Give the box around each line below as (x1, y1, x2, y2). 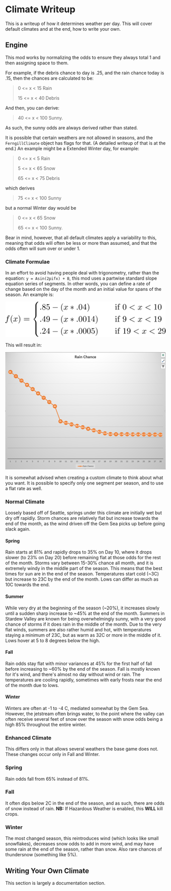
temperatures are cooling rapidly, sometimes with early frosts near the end (5, 676, 162, 683)
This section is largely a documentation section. (5, 880, 106, 886)
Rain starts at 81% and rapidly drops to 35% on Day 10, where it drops (5, 549, 152, 555)
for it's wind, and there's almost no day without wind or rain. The (5, 671, 141, 677)
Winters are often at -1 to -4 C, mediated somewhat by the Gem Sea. (5, 705, 149, 711)
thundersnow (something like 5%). (5, 852, 78, 858)
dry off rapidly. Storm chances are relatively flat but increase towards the (5, 515, 159, 521)
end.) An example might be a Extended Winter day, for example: (5, 145, 139, 151)
